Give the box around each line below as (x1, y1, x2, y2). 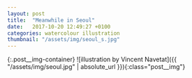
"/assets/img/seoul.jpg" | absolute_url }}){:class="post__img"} (7, 63, 186, 71)
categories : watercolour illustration (7, 29, 120, 37)
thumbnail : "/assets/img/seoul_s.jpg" (7, 36, 120, 43)
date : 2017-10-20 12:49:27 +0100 (7, 23, 111, 30)
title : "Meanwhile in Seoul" (7, 17, 96, 24)
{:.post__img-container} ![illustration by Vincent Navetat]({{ (7, 55, 177, 63)
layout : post (7, 10, 45, 17)
